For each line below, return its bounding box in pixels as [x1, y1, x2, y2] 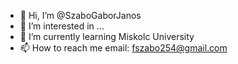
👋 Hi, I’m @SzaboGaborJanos [19, 10, 142, 21]
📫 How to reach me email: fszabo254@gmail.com [19, 42, 228, 54]
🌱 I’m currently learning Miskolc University [19, 31, 195, 42]
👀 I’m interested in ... [19, 20, 105, 32]
